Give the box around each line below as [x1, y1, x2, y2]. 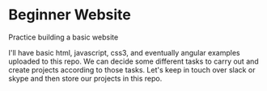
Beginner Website [8, 6, 131, 24]
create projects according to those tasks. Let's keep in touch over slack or [8, 64, 256, 74]
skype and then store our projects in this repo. [8, 73, 163, 83]
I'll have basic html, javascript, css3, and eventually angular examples [8, 48, 240, 57]
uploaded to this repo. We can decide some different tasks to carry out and [8, 56, 259, 66]
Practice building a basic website [8, 32, 119, 42]
